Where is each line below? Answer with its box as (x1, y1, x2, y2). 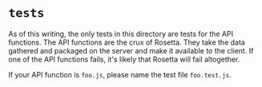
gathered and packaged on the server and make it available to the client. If (8, 45, 254, 55)
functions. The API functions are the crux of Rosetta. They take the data (8, 38, 246, 47)
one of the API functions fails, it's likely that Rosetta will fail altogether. (8, 54, 240, 64)
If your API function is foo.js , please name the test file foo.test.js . (8, 69, 232, 79)
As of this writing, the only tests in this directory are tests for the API (8, 29, 234, 38)
